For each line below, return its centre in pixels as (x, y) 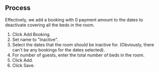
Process (18, 8)
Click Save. (23, 65)
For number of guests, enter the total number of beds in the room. (78, 55)
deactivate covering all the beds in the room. (50, 25)
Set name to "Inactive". (35, 39)
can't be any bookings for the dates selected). (58, 50)
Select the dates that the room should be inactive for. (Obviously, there (83, 45)
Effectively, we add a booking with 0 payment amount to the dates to (74, 19)
